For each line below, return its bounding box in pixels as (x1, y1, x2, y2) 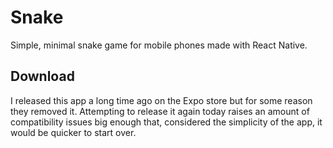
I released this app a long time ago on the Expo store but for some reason (10, 94, 313, 106)
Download (10, 68, 75, 85)
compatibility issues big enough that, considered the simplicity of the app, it (10, 116, 323, 128)
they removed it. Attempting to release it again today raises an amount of (10, 105, 310, 117)
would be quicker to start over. (10, 126, 137, 138)
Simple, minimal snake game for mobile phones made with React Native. (10, 39, 308, 51)
